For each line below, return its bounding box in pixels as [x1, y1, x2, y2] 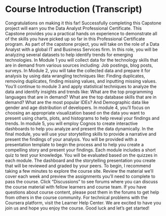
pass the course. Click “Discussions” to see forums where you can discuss [5, 178, 158, 185]
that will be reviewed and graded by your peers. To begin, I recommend [5, 163, 151, 169]
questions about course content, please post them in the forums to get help [5, 189, 160, 195]
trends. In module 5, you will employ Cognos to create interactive [5, 120, 138, 126]
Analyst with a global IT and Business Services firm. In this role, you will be [5, 46, 158, 52]
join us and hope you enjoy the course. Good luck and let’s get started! [5, 205, 150, 211]
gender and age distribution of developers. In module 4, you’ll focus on [5, 105, 150, 110]
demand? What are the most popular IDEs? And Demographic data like [5, 99, 149, 105]
